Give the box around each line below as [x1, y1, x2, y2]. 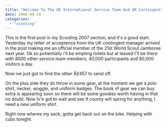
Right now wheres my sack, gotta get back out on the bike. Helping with [5, 111, 153, 117]
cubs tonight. [5, 116, 32, 122]
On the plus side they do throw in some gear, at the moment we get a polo [5, 80, 157, 86]
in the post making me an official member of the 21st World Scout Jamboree [5, 45, 161, 51]
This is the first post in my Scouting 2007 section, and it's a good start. [5, 35, 150, 41]
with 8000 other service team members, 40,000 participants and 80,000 [5, 56, 154, 62]
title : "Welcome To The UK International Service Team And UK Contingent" [5, 7, 164, 12]
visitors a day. [5, 61, 34, 67]
